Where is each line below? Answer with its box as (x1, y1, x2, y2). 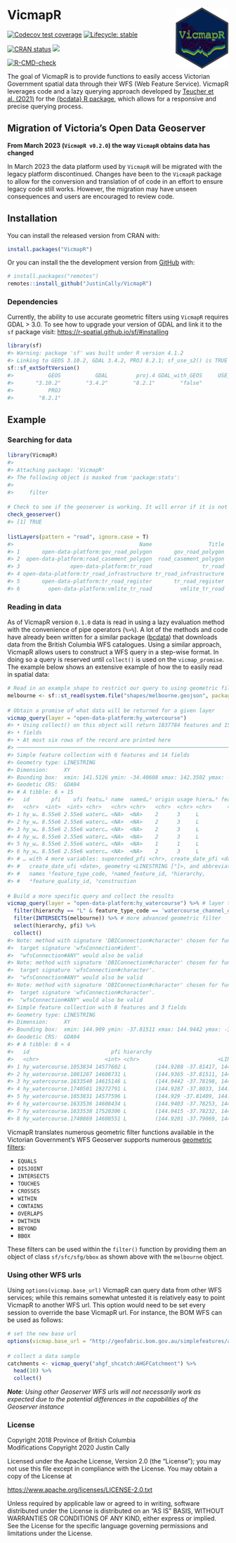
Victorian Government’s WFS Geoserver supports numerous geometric (7, 1135, 212, 1143)
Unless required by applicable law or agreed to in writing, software (7, 1499, 200, 1508)
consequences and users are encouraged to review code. (7, 192, 174, 201)
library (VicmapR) (7, 452, 58, 459)
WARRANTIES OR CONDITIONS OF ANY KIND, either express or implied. (7, 1514, 216, 1523)
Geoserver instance (7, 1402, 65, 1411)
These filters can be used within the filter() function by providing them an (7, 1245, 227, 1253)
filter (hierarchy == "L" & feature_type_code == (13, 908, 159, 915)
